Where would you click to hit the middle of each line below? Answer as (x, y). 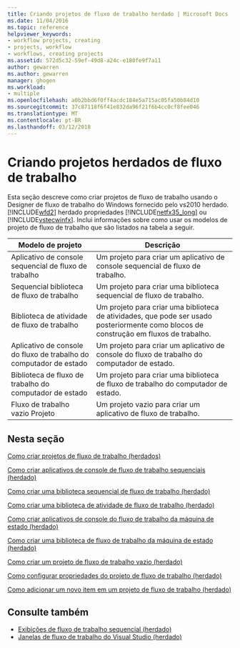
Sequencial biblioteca (47, 286)
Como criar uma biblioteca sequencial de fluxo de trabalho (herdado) (109, 492)
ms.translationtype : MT (43, 114)
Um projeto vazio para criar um (148, 404)
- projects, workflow (40, 47)
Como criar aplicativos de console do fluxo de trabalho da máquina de (111, 519)
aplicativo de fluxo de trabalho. (148, 414)
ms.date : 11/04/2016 (38, 21)
